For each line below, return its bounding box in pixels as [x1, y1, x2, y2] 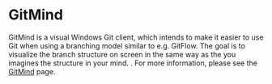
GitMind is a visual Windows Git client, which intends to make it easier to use [8, 32, 264, 42]
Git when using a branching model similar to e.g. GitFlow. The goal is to [8, 40, 245, 50]
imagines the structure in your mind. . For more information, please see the [8, 58, 257, 68]
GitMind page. [8, 66, 56, 76]
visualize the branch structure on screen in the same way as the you [8, 49, 236, 59]
